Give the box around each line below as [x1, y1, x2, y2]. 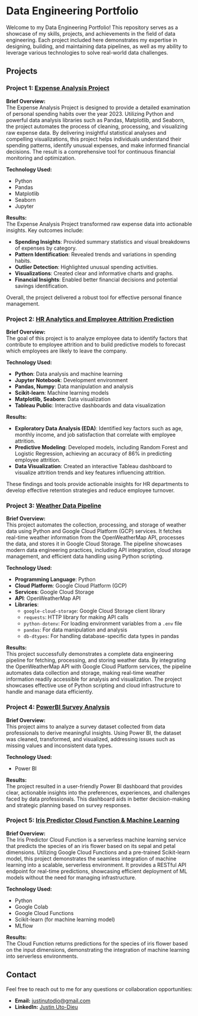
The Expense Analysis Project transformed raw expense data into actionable [6, 220, 192, 227]
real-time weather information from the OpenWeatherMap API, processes [6, 534, 185, 541]
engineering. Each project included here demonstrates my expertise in [6, 36, 177, 43]
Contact [6, 970, 37, 980]
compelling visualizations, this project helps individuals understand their [6, 135, 182, 142]
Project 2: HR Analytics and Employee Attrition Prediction [6, 315, 174, 323]
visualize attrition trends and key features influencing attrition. [14, 469, 165, 476]
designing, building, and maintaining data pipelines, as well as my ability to [6, 43, 188, 50]
